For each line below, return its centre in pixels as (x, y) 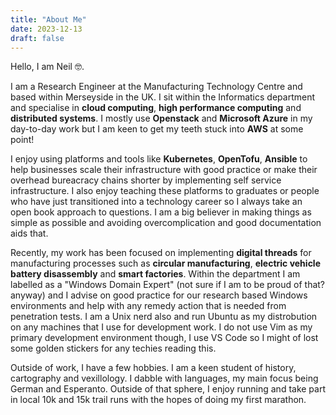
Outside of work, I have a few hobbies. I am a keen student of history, (153, 368)
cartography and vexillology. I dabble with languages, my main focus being (164, 378)
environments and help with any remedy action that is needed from (148, 306)
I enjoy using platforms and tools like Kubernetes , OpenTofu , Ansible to (159, 159)
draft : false (37, 38)
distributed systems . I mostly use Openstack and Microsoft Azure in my (161, 118)
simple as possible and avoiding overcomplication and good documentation (166, 223)
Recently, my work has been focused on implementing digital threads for (161, 253)
